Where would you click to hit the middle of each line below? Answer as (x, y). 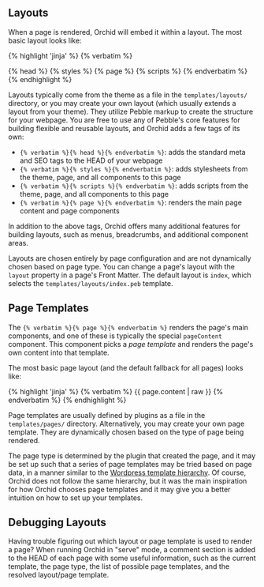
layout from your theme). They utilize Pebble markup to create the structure (131, 111)
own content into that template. (59, 352)
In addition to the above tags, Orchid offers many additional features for (124, 226)
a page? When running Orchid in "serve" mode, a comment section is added (132, 550)
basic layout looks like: (45, 40)
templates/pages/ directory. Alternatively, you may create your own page (126, 423)
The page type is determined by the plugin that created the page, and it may (132, 455)
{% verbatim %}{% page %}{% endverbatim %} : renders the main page (131, 202)
